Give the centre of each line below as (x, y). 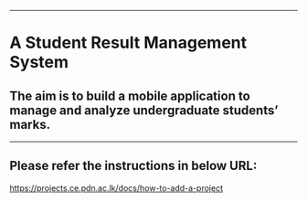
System (39, 63)
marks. (30, 124)
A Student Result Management (128, 43)
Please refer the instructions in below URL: (133, 166)
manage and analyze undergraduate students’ (144, 110)
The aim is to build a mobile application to (130, 96)
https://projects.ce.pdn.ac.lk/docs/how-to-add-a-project (116, 187)
